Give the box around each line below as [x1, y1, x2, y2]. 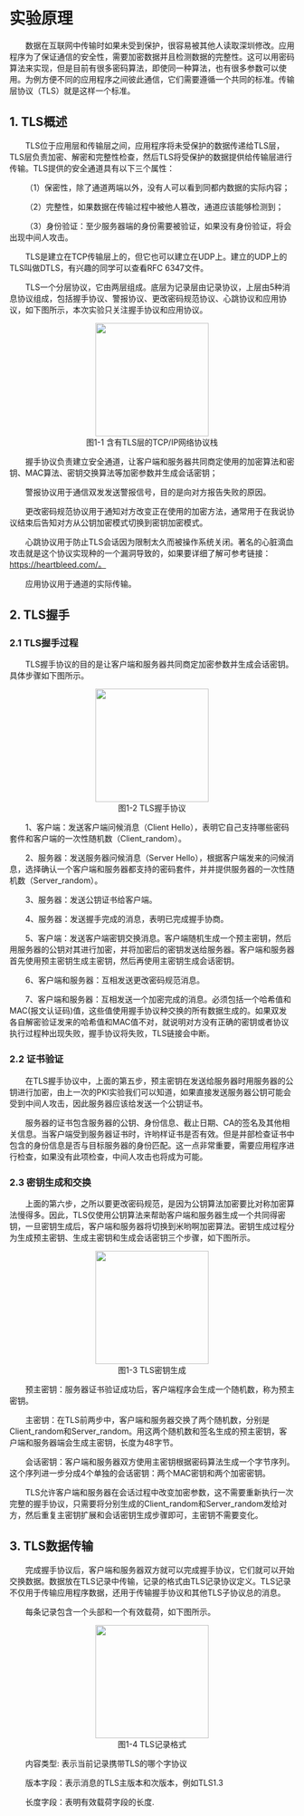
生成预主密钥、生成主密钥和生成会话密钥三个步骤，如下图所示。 [16, 1233, 255, 1244]
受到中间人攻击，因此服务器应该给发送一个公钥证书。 [9, 1098, 208, 1109]
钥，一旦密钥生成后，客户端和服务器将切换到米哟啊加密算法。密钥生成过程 [9, 1221, 287, 1232]
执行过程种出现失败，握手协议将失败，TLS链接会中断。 [9, 1028, 214, 1039]
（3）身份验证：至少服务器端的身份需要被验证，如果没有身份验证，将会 [25, 220, 292, 231]
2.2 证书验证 [9, 1052, 64, 1065]
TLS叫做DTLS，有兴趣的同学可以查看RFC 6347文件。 [9, 262, 209, 273]
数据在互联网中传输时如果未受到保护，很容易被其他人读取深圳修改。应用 [25, 40, 295, 51]
